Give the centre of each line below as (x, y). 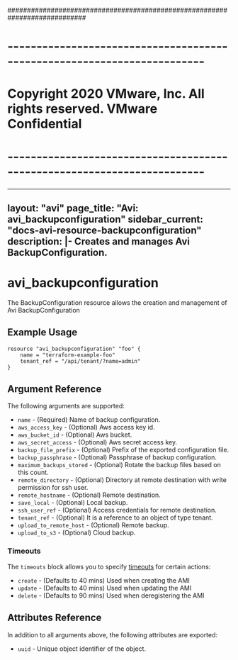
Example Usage (42, 332)
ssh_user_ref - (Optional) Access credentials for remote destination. (117, 510)
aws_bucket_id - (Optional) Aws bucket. (75, 435)
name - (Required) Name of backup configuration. (89, 420)
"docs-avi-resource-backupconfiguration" (104, 230)
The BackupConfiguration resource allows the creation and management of (118, 302)
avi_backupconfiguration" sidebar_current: (105, 219)
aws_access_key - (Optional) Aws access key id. (86, 427)
